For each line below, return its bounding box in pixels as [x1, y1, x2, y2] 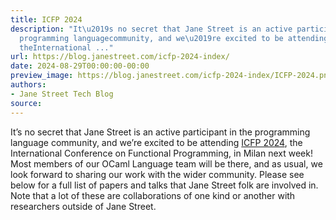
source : [10, 98, 43, 108]
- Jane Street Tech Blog [10, 89, 114, 99]
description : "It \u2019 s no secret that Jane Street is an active [10, 24, 293, 34]
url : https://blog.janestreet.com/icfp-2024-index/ [10, 52, 230, 62]
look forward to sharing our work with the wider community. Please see [10, 168, 305, 180]
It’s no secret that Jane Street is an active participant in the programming [10, 126, 311, 138]
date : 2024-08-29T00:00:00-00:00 [10, 61, 150, 71]
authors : [10, 80, 47, 90]
